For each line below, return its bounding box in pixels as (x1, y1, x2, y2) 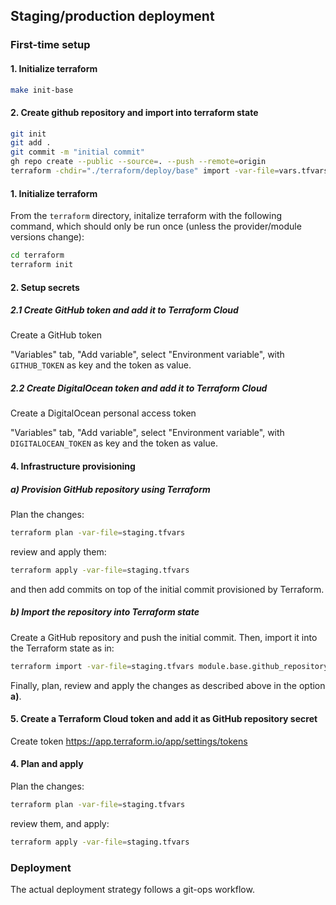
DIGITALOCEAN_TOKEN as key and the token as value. (10, 437, 218, 449)
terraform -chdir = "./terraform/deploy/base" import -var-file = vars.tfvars (10, 166, 329, 176)
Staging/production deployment (10, 8, 215, 25)
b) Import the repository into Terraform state (10, 606, 200, 618)
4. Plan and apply (10, 758, 84, 770)
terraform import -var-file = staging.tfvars (10, 661, 195, 671)
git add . (10, 138, 52, 148)
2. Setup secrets (10, 281, 80, 293)
